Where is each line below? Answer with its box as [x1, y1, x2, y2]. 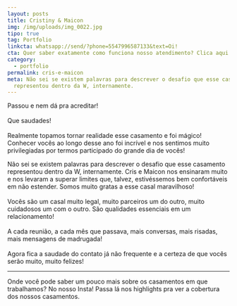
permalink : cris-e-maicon [7, 69, 83, 76]
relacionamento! [7, 212, 54, 221]
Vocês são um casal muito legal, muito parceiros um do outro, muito [7, 198, 205, 206]
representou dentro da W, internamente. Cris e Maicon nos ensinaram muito [7, 167, 228, 176]
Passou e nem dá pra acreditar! [7, 101, 99, 110]
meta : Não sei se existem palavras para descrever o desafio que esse [7, 75, 219, 83]
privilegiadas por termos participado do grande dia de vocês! [7, 146, 186, 155]
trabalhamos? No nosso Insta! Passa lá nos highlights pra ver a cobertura [7, 285, 220, 293]
